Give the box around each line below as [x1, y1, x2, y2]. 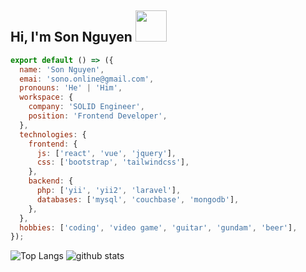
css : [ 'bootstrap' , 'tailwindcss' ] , [36, 157, 190, 168]
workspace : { [19, 92, 74, 103]
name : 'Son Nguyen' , [19, 64, 105, 75]
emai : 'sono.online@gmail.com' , [19, 74, 155, 84]
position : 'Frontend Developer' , [28, 111, 168, 121]
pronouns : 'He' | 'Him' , [19, 83, 123, 93]
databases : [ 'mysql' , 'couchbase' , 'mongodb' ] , [36, 194, 240, 205]
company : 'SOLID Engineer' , [28, 102, 145, 112]
